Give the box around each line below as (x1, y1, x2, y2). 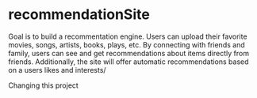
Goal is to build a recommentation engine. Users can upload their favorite (8, 32, 247, 41)
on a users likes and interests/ (8, 65, 106, 74)
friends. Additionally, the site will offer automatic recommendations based (8, 57, 249, 66)
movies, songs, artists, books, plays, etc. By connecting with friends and (8, 40, 245, 49)
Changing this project (8, 81, 79, 90)
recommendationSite (8, 6, 151, 24)
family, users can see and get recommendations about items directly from (8, 48, 250, 58)
